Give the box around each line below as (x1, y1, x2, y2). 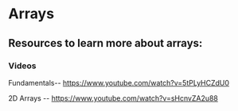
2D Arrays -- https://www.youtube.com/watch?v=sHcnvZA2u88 (8, 93, 219, 103)
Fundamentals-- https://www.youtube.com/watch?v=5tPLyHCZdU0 (8, 78, 229, 87)
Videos (8, 60, 37, 71)
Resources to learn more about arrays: (8, 36, 203, 50)
